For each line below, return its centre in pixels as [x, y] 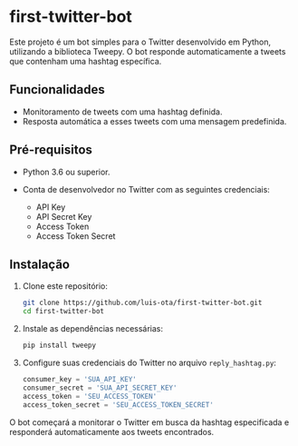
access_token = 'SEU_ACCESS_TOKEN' [90, 396]
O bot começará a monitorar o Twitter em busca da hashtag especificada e [149, 422]
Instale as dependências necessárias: [93, 329]
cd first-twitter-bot [63, 312]
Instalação [40, 264]
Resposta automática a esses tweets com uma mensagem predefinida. [154, 121]
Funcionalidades [58, 89]
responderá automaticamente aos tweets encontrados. [112, 431]
